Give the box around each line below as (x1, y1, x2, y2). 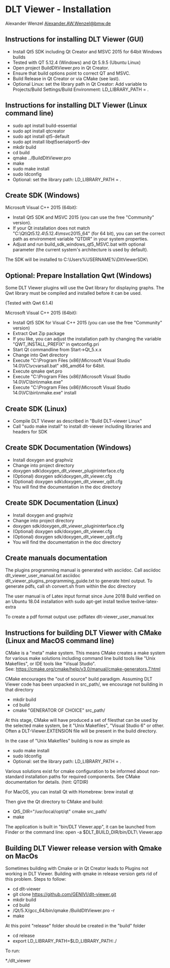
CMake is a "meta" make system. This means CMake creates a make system (5, 650, 166, 656)
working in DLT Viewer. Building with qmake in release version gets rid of (5, 871, 158, 877)
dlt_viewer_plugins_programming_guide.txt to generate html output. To (5, 578, 153, 584)
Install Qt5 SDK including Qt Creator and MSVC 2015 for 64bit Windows (12, 48, 162, 54)
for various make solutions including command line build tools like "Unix (5, 655, 156, 661)
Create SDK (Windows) (5, 191, 80, 199)
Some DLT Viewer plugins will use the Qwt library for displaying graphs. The (5, 285, 164, 291)
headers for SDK (12, 429, 48, 435)
